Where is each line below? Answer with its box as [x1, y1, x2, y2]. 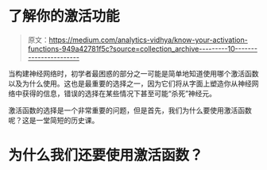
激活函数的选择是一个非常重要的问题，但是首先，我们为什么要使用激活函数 [8, 105, 252, 115]
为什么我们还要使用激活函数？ [8, 146, 204, 164]
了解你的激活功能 [8, 7, 121, 25]
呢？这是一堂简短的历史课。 [8, 115, 99, 125]
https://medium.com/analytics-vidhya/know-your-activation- [48, 35, 248, 44]
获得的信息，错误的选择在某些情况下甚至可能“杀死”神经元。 [21, 88, 217, 98]
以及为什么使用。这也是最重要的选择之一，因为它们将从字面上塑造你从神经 [8, 79, 252, 88]
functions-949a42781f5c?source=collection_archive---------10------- [27, 44, 258, 53]
